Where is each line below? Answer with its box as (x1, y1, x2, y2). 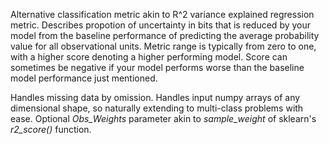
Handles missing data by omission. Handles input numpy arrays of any (10, 92, 301, 103)
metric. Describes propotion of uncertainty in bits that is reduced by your (10, 19, 312, 31)
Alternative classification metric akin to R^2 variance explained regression (10, 9, 315, 20)
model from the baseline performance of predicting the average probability (10, 30, 320, 41)
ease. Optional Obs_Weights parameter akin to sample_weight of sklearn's (10, 113, 317, 124)
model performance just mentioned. (10, 72, 158, 84)
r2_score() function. (10, 124, 92, 135)
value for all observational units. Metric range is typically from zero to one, (10, 40, 317, 52)
